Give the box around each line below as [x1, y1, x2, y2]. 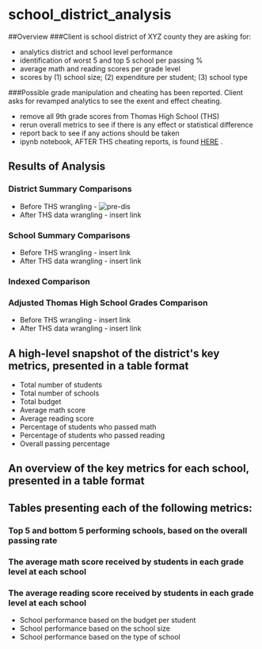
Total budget [19, 396, 62, 406]
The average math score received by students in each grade [8, 556, 244, 567]
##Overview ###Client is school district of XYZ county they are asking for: [8, 32, 252, 41]
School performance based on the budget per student [19, 615, 196, 624]
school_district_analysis [8, 6, 172, 24]
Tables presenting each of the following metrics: [8, 501, 253, 514]
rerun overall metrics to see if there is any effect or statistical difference [19, 120, 253, 129]
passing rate [8, 535, 58, 546]
